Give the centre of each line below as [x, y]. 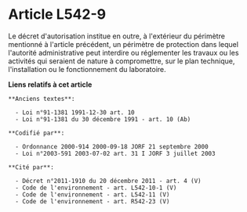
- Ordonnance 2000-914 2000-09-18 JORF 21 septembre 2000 [112, 146]
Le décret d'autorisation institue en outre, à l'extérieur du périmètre [117, 36]
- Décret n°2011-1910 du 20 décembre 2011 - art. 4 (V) [108, 181]
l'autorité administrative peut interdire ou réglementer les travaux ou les [123, 52]
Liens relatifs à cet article [50, 84]
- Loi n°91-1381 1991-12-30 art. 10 [75, 112]
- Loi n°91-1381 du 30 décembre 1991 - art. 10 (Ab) [103, 119]
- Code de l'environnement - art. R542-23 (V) [93, 201]
